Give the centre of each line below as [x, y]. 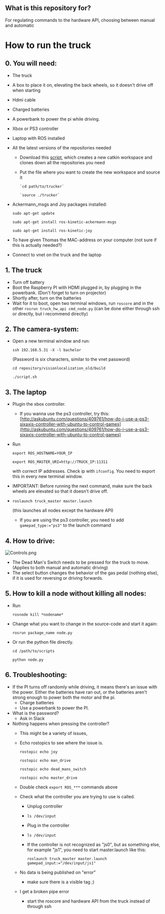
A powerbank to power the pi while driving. [56, 119]
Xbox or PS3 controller [35, 129]
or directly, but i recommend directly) [50, 314]
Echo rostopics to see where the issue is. [62, 743]
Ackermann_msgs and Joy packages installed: [60, 204]
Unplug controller [45, 806]
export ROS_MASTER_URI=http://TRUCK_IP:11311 [60, 462]
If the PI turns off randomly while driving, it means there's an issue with [85, 686]
